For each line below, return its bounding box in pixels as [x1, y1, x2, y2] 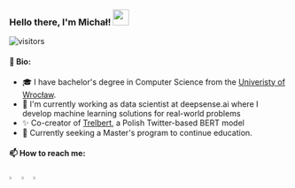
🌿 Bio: [9, 56, 31, 66]
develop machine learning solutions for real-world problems [21, 108, 241, 118]
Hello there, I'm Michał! [9, 16, 112, 28]
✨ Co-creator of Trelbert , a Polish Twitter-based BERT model [21, 117, 245, 128]
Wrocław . [21, 89, 57, 100]
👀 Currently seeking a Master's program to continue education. [21, 127, 252, 138]
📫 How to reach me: [9, 148, 86, 159]
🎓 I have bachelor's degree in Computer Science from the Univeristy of [21, 76, 286, 87]
